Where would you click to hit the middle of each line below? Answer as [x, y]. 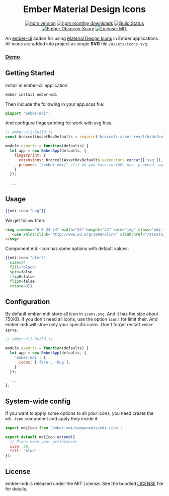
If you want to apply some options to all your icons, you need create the [79, 413]
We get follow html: [25, 220]
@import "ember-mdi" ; [28, 113]
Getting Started [30, 73]
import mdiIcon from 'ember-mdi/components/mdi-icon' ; [64, 428]
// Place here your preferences [44, 442]
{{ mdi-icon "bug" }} [26, 211]
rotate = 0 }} [21, 286]
